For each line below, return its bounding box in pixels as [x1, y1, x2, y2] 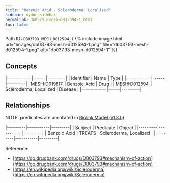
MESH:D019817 [30, 80, 63, 87]
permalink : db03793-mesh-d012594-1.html [5, 17, 93, 22]
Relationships [5, 101, 50, 110]
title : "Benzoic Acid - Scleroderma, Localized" [5, 7, 111, 13]
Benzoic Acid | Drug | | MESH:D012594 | [67, 80, 152, 87]
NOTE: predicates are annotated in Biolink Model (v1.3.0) [5, 114, 124, 120]
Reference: [5, 145, 29, 151]
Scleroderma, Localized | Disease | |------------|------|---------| [5, 86, 142, 92]
